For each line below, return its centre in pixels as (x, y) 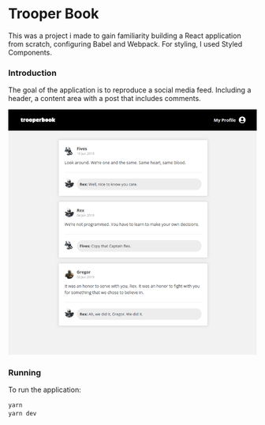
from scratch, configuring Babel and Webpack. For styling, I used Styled (125, 43)
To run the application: (45, 389)
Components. (30, 52)
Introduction (32, 73)
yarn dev (22, 413)
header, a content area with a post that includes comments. (105, 99)
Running (25, 372)
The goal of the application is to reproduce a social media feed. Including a (130, 90)
